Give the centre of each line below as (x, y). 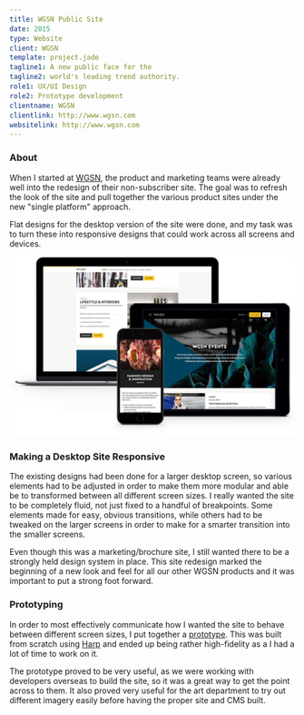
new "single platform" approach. (70, 206)
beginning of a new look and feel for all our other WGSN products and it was (152, 571)
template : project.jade (54, 58)
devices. (25, 243)
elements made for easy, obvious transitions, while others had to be (136, 515)
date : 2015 (30, 29)
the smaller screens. (48, 534)
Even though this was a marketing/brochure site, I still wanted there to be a (149, 552)
